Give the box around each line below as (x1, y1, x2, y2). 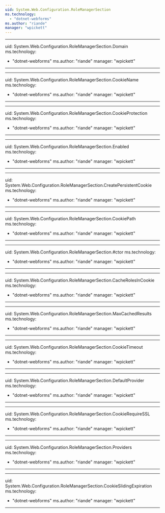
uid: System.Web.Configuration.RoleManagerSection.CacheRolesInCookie (5, 278, 155, 283)
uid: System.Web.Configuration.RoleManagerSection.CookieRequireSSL (5, 411, 150, 417)
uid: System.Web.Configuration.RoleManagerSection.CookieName (5, 77, 139, 83)
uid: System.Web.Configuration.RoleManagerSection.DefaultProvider (5, 378, 144, 384)
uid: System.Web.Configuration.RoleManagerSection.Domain (5, 44, 129, 50)
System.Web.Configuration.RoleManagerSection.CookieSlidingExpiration (5, 483, 152, 489)
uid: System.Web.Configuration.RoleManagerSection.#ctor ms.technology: (5, 249, 156, 255)
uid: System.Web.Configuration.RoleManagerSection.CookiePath (5, 216, 136, 222)
